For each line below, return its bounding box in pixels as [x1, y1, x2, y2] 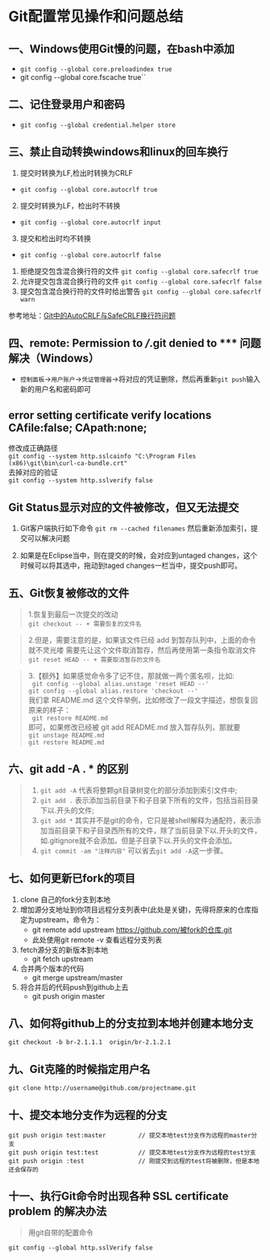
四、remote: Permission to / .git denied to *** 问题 [8, 336, 262, 351]
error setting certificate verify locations [8, 408, 212, 422]
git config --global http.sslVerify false [8, 1243, 153, 1252]
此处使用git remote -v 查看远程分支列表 [31, 934, 163, 944]
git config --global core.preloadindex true [19, 65, 172, 73]
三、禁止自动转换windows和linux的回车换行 [8, 145, 228, 159]
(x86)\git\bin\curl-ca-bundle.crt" [8, 460, 128, 468]
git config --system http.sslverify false [8, 476, 153, 484]
